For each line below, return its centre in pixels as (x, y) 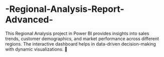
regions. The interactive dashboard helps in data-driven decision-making (81, 44)
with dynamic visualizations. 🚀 (36, 49)
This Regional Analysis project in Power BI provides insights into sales (77, 33)
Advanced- (29, 20)
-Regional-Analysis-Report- (65, 9)
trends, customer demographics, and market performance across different (82, 39)
